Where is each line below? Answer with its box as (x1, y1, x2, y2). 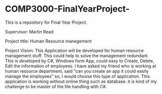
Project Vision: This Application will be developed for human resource (5, 47, 144, 53)
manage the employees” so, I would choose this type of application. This (5, 73, 150, 79)
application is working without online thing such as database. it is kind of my (5, 78, 157, 84)
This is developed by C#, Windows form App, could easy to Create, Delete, (5, 58, 154, 63)
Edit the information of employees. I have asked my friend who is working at (5, 63, 156, 69)
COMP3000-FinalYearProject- (5, 3, 130, 15)
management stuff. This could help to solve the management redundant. (5, 52, 149, 59)
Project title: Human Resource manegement (5, 38, 92, 44)
